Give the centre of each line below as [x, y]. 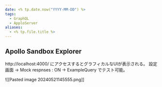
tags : [10, 14]
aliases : [14, 28]
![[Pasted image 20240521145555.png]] [45, 79]
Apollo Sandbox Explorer [43, 51]
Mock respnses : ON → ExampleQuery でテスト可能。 [74, 70]
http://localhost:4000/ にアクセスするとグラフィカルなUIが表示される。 [76, 64]
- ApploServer [24, 23]
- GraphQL [19, 18]
